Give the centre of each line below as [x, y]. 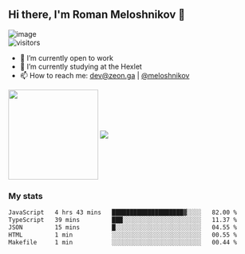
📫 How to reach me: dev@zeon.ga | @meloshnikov [105, 75]
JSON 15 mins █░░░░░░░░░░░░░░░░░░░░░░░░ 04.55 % [123, 227]
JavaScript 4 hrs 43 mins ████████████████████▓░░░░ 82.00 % [123, 212]
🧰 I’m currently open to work [67, 58]
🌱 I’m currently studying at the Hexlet [81, 66]
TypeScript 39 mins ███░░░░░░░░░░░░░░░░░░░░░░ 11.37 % [123, 220]
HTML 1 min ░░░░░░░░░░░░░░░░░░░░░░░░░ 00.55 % [123, 235]
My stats [26, 196]
